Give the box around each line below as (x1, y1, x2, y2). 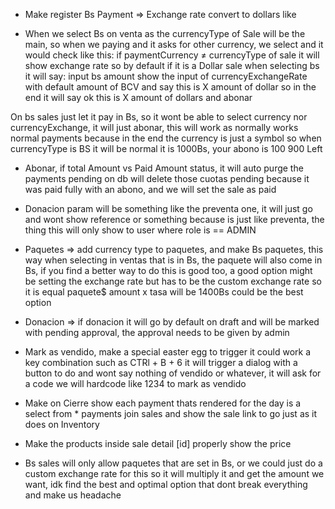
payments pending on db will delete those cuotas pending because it (24, 173, 310, 184)
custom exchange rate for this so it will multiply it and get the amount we (24, 468, 325, 479)
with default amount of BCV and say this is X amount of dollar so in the (24, 81, 317, 93)
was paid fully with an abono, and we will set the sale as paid (24, 184, 277, 195)
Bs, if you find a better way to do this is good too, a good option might (24, 265, 313, 276)
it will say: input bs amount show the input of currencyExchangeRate (24, 70, 308, 82)
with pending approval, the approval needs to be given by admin (24, 327, 290, 338)
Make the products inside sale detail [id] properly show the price (24, 438, 292, 449)
